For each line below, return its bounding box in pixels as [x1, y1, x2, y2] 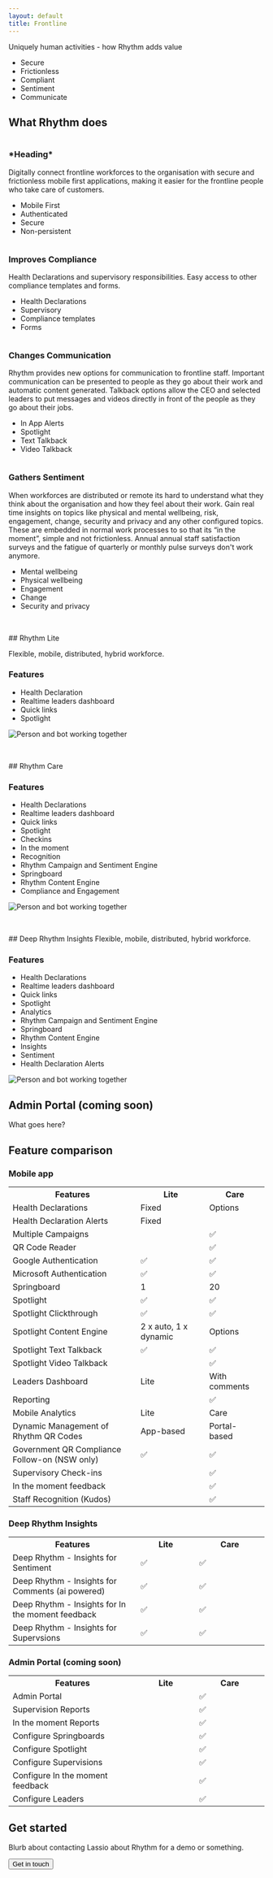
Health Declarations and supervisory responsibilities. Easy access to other [8, 271, 258, 281]
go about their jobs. [8, 403, 74, 413]
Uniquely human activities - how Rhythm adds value [8, 41, 183, 51]
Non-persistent [19, 226, 71, 236]
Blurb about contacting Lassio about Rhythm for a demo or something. [8, 1842, 244, 1853]
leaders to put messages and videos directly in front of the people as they [8, 394, 256, 404]
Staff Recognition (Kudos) [12, 1493, 111, 1504]
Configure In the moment [12, 1770, 108, 1781]
